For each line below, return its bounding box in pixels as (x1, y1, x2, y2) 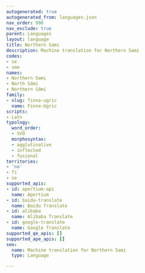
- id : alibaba (6, 208, 42, 215)
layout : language (6, 36, 49, 42)
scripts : (6, 108, 28, 114)
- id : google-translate (6, 219, 65, 225)
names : (6, 70, 23, 76)
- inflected (11, 147, 42, 153)
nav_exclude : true (6, 25, 52, 32)
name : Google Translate (11, 225, 70, 231)
